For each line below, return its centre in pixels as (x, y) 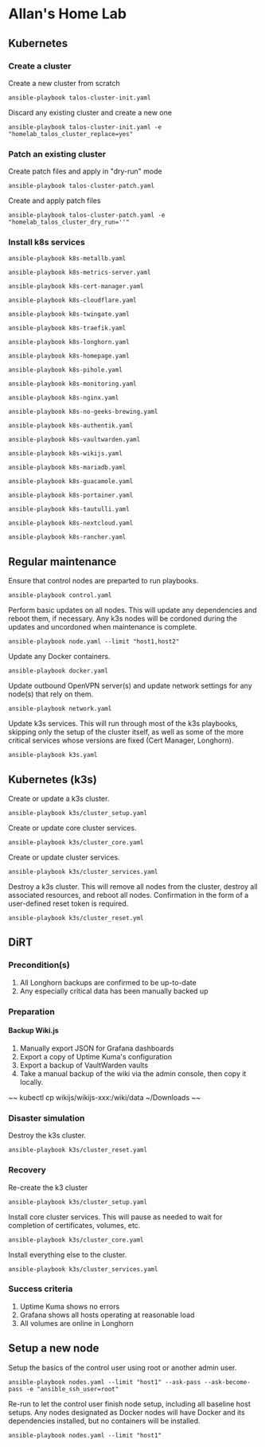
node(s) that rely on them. (51, 694)
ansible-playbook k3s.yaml (53, 755)
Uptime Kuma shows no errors (70, 1306)
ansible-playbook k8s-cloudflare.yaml (72, 300)
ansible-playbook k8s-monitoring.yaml (72, 384)
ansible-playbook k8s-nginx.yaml (64, 398)
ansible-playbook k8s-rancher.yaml (67, 537)
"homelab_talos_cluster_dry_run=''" (69, 222)
